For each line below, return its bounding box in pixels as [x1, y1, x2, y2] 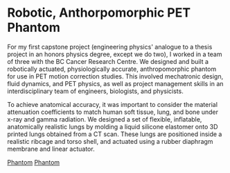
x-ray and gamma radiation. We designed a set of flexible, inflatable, [7, 115, 202, 123]
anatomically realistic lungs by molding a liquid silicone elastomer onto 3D [7, 122, 218, 131]
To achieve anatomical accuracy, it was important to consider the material [7, 100, 218, 108]
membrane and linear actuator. [7, 145, 95, 153]
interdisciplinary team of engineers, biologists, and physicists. [7, 87, 184, 95]
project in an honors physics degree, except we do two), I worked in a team [7, 50, 222, 58]
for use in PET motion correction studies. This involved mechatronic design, [7, 72, 224, 81]
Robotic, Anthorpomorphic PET [7, 5, 191, 21]
